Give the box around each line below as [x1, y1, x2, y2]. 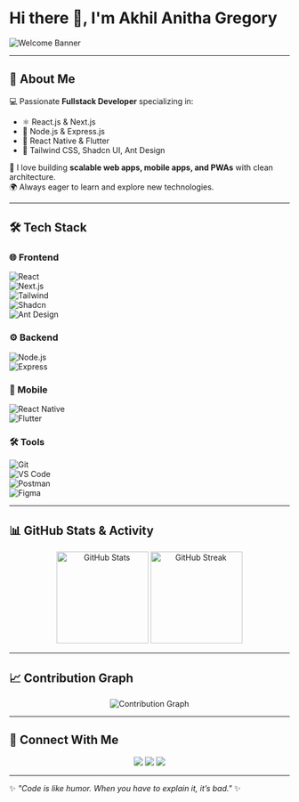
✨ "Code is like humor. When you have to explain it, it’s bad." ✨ [9, 782, 241, 793]
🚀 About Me [9, 71, 76, 87]
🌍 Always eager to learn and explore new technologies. [9, 182, 214, 192]
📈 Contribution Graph [9, 670, 133, 685]
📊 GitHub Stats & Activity [9, 523, 154, 538]
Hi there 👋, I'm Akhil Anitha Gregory [9, 8, 278, 28]
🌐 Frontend [9, 251, 60, 263]
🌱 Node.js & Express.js [21, 126, 105, 136]
